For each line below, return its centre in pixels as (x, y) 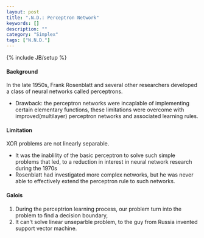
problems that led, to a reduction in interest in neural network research (104, 162)
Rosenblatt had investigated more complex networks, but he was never (104, 175)
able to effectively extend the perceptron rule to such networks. (95, 181)
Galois (15, 195)
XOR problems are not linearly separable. (58, 144)
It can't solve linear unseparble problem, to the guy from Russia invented (106, 222)
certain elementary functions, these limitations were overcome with (100, 110)
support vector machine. (46, 228)
